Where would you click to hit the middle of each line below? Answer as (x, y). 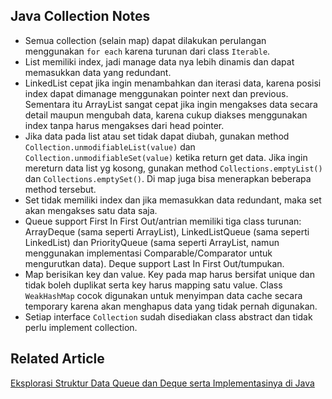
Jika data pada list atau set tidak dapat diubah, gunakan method (157, 136)
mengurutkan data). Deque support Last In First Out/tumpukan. (154, 263)
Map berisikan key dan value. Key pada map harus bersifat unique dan (169, 274)
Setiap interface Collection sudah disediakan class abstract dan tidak (168, 316)
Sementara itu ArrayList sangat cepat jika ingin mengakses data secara (171, 104)
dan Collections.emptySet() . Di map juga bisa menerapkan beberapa (168, 178)
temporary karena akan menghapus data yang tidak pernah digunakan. (171, 306)
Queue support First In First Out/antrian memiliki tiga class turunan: (163, 221)
